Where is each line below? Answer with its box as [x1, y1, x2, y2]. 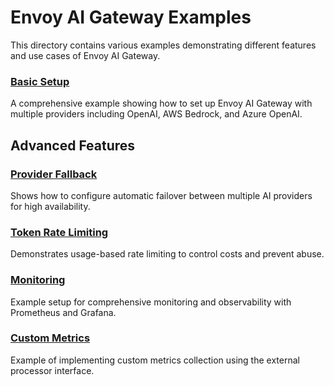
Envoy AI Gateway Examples [10, 6, 252, 29]
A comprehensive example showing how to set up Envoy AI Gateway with [10, 97, 313, 110]
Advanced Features [10, 137, 136, 154]
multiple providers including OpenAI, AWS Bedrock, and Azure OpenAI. [10, 108, 303, 120]
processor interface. [10, 364, 95, 376]
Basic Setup [10, 74, 70, 88]
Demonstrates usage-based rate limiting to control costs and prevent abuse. [10, 248, 325, 260]
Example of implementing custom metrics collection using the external [10, 354, 300, 366]
